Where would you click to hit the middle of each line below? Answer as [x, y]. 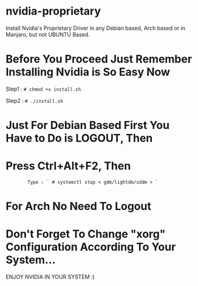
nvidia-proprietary [53, 11]
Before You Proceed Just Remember [99, 59]
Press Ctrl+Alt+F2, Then [68, 166]
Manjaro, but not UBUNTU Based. [48, 34]
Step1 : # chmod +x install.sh [43, 89]
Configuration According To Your [91, 247]
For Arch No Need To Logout [78, 207]
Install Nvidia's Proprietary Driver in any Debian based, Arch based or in [96, 28]
